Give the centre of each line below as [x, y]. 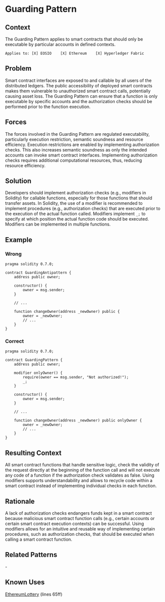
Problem [18, 68]
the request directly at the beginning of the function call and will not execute [82, 470]
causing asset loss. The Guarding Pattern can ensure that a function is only [81, 96]
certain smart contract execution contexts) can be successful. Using [75, 524]
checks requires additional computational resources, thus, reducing [74, 160]
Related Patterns [31, 555]
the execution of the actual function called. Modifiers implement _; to [75, 214]
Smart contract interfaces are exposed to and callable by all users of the [78, 80]
